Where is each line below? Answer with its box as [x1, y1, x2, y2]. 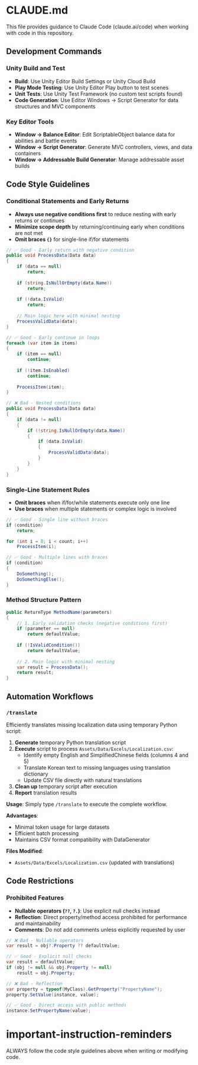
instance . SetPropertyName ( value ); [6, 1008, 92, 1014]
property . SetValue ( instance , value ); [6, 992, 99, 998]
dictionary [23, 770, 48, 777]
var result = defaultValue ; [6, 959, 76, 965]
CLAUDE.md [6, 4, 69, 17]
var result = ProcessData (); [17, 664, 89, 670]
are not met [14, 229, 43, 236]
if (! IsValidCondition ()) [17, 642, 81, 649]
